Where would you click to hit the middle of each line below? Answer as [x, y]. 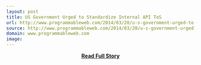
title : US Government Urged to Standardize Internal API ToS [84, 17]
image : [14, 39]
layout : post [22, 12]
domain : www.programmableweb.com [48, 34]
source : [16, 28]
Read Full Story [100, 56]
